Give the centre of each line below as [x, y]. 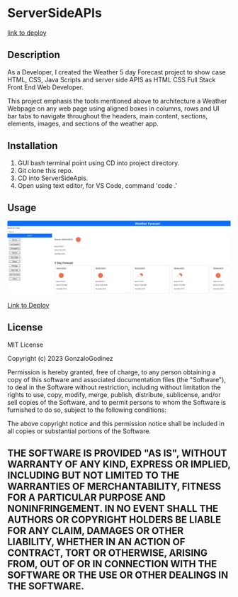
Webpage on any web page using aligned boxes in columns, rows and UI [113, 108]
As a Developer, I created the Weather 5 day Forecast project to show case [117, 72]
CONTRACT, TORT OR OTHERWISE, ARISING [107, 553]
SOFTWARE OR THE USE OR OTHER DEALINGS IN [118, 575]
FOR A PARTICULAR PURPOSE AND [87, 497]
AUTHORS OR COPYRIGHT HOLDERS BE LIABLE [114, 519]
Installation [33, 146]
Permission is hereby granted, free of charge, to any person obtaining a [112, 372]
